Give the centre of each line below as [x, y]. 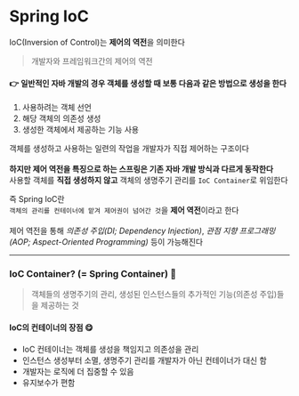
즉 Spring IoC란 [37, 199]
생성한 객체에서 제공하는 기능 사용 [81, 130]
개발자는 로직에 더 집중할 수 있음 [78, 371]
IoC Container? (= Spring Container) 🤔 [93, 274]
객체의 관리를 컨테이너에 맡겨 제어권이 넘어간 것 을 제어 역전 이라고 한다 [124, 210]
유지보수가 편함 [48, 382]
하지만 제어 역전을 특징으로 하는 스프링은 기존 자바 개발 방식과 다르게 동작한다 [141, 169]
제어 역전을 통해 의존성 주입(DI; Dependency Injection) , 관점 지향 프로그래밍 [142, 231]
